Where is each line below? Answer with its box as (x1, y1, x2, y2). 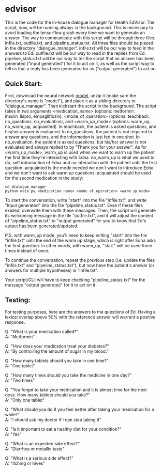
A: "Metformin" (5, 333, 35, 340)
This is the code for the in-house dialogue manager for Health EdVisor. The (5, 19, 155, 25)
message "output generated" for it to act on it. (5, 282, 97, 288)
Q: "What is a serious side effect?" (5, 455, 74, 461)
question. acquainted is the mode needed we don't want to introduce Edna (5, 165, 154, 171)
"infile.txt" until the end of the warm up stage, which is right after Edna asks (5, 237, 156, 243)
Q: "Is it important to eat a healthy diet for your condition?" (5, 426, 122, 432)
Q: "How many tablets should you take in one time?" (5, 358, 109, 363)
